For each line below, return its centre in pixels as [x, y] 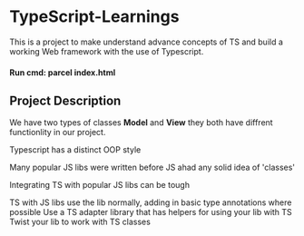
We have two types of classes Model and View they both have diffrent [142, 123]
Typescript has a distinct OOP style [75, 150]
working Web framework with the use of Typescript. [107, 51]
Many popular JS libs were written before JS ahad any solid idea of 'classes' [152, 167]
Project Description [65, 100]
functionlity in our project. [58, 133]
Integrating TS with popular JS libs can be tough [100, 185]
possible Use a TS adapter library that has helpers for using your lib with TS [151, 212]
